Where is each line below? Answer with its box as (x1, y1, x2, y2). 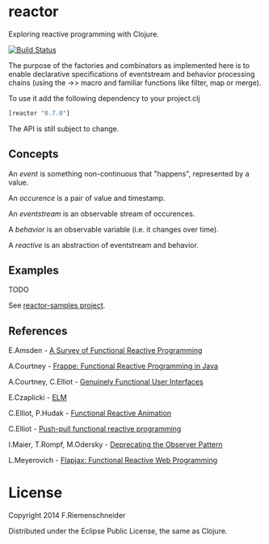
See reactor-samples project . (8, 300, 106, 310)
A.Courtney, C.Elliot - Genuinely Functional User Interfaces (8, 377, 204, 387)
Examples (8, 264, 59, 278)
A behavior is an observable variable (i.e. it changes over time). (8, 224, 220, 234)
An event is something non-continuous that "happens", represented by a (8, 168, 250, 178)
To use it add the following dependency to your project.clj (8, 93, 200, 103)
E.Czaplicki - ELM (8, 393, 67, 402)
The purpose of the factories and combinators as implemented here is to (8, 60, 250, 70)
